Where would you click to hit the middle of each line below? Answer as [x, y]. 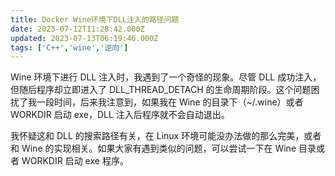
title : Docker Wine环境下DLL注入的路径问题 [95, 19]
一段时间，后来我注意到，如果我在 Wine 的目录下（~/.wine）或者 [170, 102]
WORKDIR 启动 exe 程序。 [75, 161]
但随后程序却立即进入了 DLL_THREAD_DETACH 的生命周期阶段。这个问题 [161, 90]
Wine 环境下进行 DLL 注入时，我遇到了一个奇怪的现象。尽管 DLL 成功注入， [166, 77]
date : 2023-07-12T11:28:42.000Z [77, 29]
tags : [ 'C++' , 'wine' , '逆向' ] [69, 47]
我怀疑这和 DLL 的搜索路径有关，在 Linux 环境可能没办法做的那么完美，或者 [166, 136]
